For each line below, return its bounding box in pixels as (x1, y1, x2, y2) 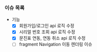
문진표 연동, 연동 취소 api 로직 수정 (19, 35, 86, 41)
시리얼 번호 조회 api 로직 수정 (19, 29, 75, 35)
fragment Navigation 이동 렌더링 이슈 (19, 41, 93, 48)
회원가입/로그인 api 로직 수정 (19, 23, 74, 29)
